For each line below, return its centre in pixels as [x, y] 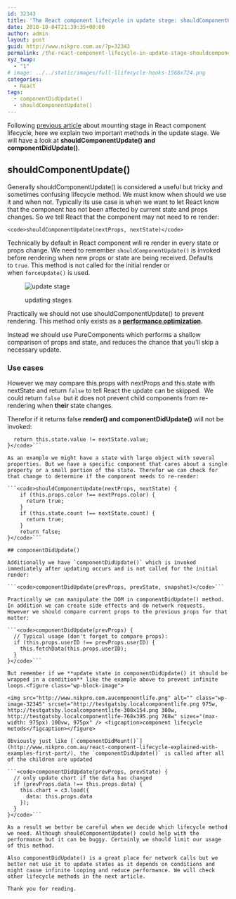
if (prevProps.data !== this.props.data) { [78, 784]
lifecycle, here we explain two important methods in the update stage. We [113, 133]
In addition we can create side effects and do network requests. [106, 606]
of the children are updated [50, 759]
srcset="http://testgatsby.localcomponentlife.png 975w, [133, 704]
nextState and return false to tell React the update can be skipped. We [111, 390]
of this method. [31, 846]
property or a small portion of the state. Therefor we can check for [113, 470]
